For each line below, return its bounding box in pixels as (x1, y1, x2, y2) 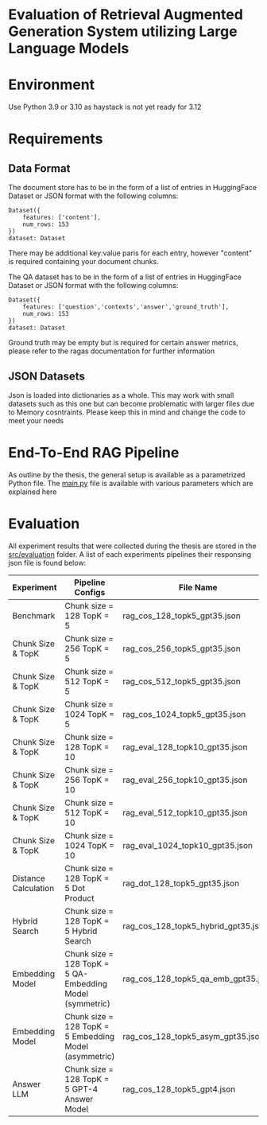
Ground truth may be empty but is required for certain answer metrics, (8, 338, 238, 348)
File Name (178, 582, 218, 593)
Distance (12, 873, 46, 884)
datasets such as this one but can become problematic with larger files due (8, 399, 255, 408)
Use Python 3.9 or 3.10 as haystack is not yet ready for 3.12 (8, 102, 202, 112)
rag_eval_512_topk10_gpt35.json (122, 807, 248, 818)
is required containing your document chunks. (8, 257, 159, 267)
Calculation (12, 882, 55, 893)
